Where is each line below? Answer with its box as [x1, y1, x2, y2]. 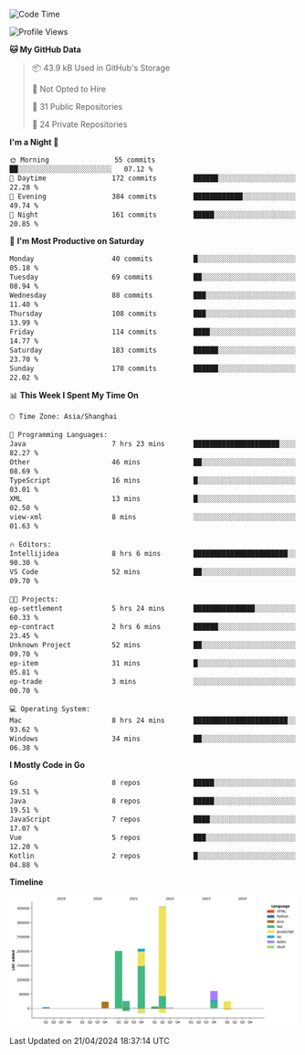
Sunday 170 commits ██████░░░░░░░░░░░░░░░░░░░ [9, 364, 297, 373]
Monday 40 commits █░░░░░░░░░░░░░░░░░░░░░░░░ [9, 254, 297, 263]
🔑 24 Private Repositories [31, 119, 128, 130]
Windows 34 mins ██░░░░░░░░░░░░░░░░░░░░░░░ [9, 734, 297, 743]
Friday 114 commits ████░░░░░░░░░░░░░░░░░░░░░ [9, 327, 297, 336]
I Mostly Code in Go [9, 760, 85, 770]
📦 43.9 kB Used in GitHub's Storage [31, 62, 171, 73]
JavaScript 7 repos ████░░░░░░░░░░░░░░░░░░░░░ [9, 815, 297, 824]
